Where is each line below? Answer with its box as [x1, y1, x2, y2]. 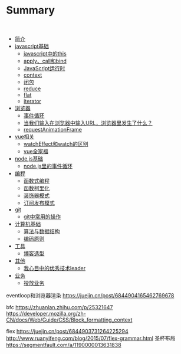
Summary [6, 4, 55, 17]
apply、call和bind [23, 57, 67, 64]
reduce [23, 85, 41, 92]
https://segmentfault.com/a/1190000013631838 [6, 341, 122, 348]
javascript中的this [23, 50, 67, 57]
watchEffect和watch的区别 [23, 140, 88, 147]
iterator [23, 97, 41, 104]
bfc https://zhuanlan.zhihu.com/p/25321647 [6, 303, 113, 310]
